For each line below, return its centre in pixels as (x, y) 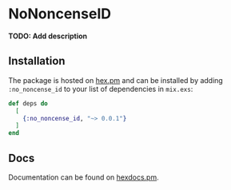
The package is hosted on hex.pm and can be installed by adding (116, 80)
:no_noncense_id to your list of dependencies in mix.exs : (101, 89)
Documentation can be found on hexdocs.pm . (84, 177)
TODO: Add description (48, 36)
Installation (37, 61)
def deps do (28, 103)
